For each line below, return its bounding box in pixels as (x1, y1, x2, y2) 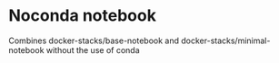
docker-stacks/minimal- (180, 35, 271, 46)
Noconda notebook (8, 5, 156, 26)
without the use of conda (45, 44, 140, 55)
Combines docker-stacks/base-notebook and (8, 35, 179, 46)
